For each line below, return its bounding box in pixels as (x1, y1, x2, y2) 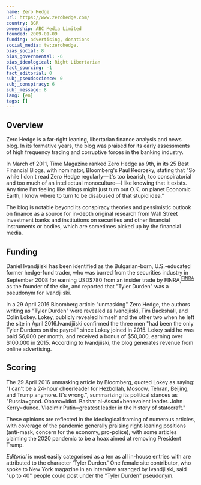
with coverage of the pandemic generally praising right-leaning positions (6, 422, 186, 429)
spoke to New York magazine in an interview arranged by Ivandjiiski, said (6, 465, 187, 472)
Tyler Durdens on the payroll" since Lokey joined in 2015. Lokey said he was (6, 326, 194, 333)
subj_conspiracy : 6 (6, 82, 55, 88)
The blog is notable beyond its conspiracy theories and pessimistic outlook (6, 204, 191, 211)
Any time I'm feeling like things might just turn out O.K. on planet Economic (6, 186, 191, 193)
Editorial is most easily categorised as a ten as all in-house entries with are (6, 453, 191, 460)
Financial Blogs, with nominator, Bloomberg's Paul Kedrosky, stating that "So (6, 167, 196, 174)
